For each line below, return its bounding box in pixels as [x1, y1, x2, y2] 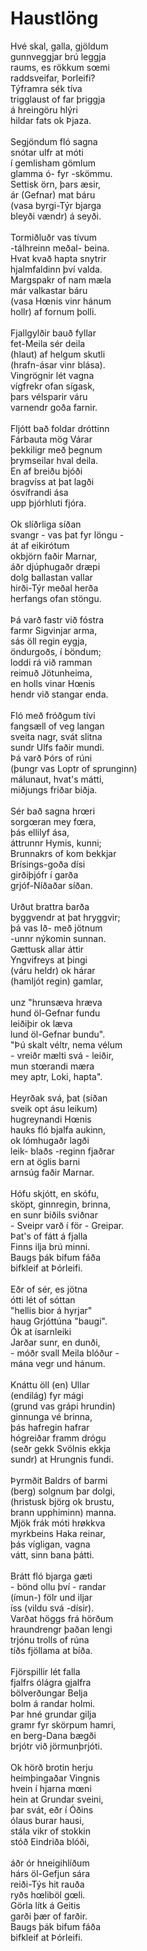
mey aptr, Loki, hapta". [10, 1070, 103, 1082]
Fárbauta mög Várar [10, 433, 93, 445]
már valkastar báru [10, 284, 88, 296]
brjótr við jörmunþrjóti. [10, 1740, 103, 1752]
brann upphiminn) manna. [10, 1506, 117, 1518]
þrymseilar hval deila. [10, 454, 99, 466]
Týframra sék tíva [10, 82, 83, 94]
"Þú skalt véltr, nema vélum [10, 1038, 123, 1051]
